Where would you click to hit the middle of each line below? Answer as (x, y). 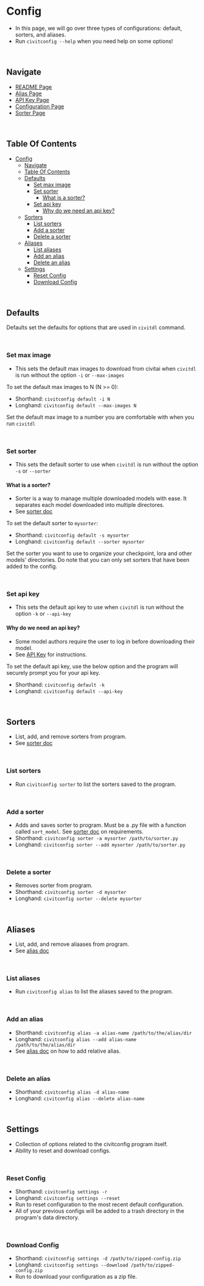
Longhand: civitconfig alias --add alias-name (76, 1039)
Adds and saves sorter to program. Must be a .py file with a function (100, 825)
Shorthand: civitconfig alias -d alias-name (72, 1092)
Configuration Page (40, 106)
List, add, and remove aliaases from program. (72, 944)
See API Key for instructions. (51, 654)
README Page (33, 87)
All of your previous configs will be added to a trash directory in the (100, 1211)
